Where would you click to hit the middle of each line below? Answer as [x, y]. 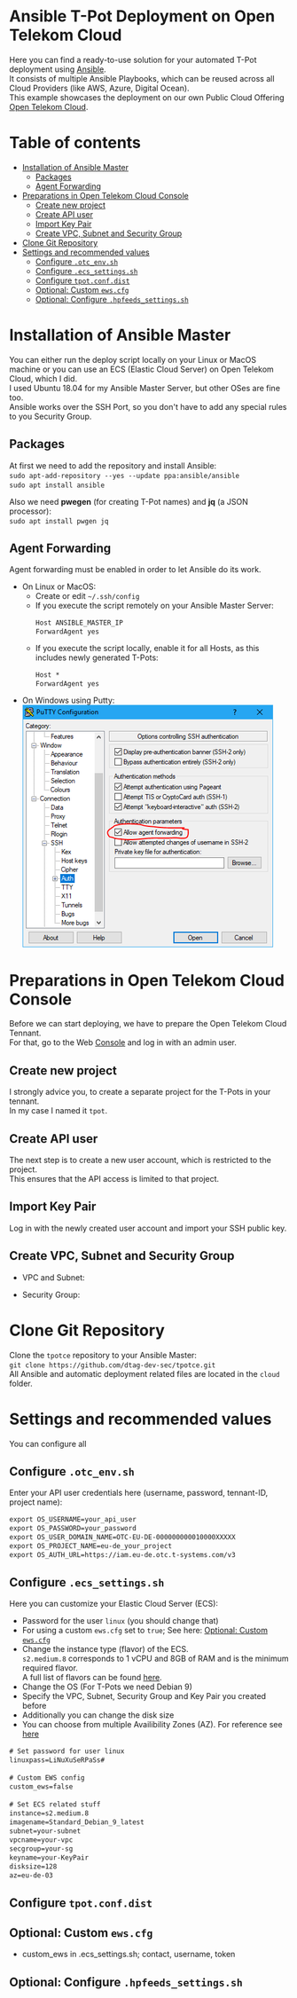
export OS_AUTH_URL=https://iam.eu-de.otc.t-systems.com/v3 [123, 1555]
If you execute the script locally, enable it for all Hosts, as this [147, 649]
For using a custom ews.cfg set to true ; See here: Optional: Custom [145, 1631]
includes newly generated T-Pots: [97, 657]
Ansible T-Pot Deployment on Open [142, 16]
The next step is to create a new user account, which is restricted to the [141, 1160]
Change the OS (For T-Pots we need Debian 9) [107, 1687]
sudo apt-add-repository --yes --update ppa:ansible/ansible [125, 476]
